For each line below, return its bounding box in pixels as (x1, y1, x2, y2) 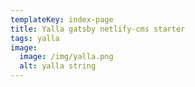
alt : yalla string (19, 61, 97, 71)
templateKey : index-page (10, 14, 114, 25)
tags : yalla (10, 33, 60, 43)
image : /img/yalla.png (19, 52, 114, 62)
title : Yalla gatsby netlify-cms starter (10, 24, 186, 34)
